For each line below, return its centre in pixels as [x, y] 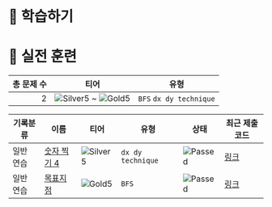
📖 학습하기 [41, 17]
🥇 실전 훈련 [42, 57]
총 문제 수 [30, 84]
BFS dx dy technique [177, 99]
